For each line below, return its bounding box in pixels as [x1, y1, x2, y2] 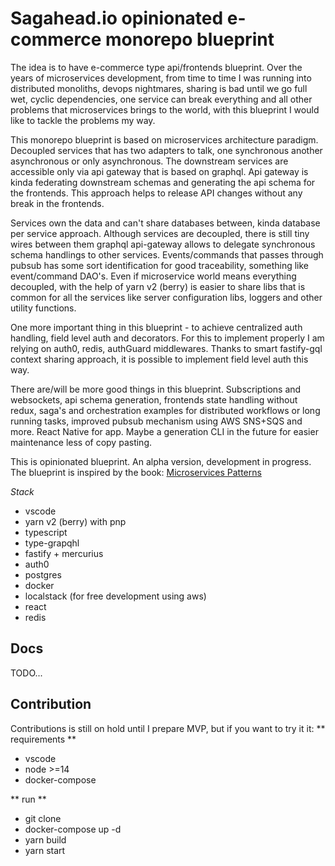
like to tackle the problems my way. [10, 114, 156, 126]
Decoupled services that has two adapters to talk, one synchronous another [10, 144, 323, 156]
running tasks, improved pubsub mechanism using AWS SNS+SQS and [10, 415, 303, 427]
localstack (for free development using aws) [24, 590, 207, 602]
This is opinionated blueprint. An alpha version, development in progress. [10, 455, 312, 467]
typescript [24, 526, 68, 538]
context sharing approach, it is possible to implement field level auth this [10, 353, 309, 365]
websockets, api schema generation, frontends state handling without [10, 393, 298, 406]
